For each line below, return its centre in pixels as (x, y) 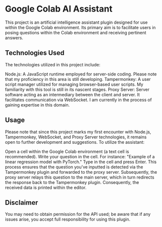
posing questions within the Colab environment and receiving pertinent (76, 32)
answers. (14, 38)
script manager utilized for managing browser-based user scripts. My (74, 84)
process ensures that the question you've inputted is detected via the (74, 167)
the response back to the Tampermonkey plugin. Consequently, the (72, 182)
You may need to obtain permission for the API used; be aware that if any (78, 214)
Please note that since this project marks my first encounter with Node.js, (78, 132)
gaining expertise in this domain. (37, 105)
